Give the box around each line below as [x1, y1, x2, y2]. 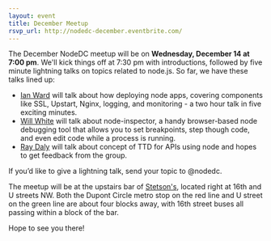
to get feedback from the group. [19, 150, 128, 160]
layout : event [8, 11, 57, 20]
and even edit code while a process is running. [19, 133, 176, 143]
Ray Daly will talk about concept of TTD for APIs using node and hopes [19, 142, 257, 152]
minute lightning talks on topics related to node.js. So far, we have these [8, 66, 248, 76]
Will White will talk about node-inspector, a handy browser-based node [19, 116, 257, 126]
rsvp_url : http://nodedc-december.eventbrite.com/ [8, 27, 183, 35]
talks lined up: [8, 74, 55, 85]
